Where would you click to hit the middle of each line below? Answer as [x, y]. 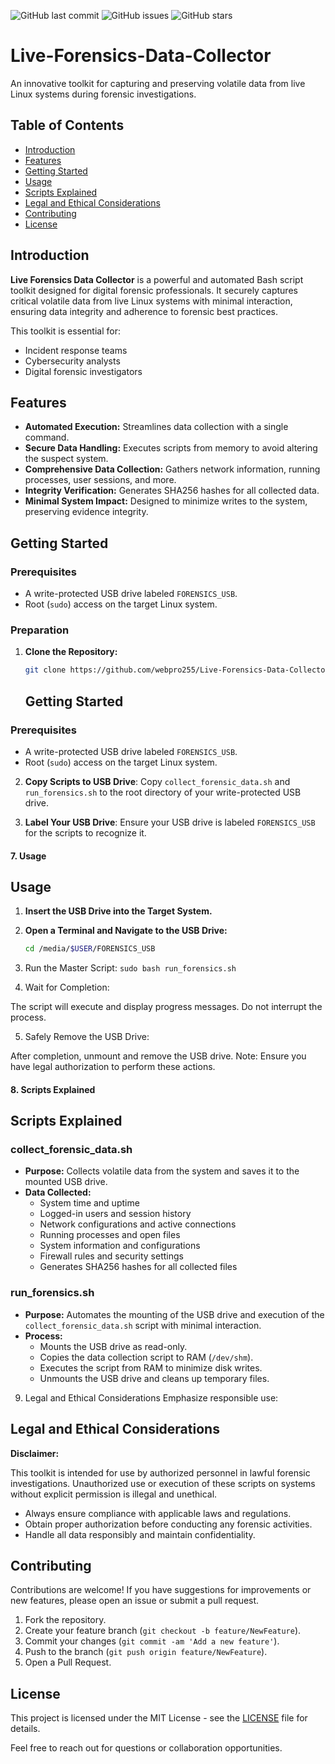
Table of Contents [67, 125]
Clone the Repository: [71, 652]
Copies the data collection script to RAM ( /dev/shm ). [146, 1357]
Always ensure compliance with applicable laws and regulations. [158, 1513]
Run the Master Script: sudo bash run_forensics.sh [130, 968]
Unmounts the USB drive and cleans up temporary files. [154, 1378]
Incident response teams [76, 350]
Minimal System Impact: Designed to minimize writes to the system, [166, 501]
